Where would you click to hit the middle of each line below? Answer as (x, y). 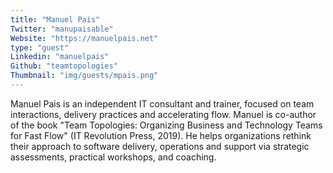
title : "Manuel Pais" (55, 19)
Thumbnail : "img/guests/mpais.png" (84, 76)
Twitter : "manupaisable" (62, 29)
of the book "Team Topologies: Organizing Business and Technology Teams (166, 125)
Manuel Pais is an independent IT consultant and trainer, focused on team (162, 103)
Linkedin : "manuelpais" (60, 57)
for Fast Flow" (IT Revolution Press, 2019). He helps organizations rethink (161, 135)
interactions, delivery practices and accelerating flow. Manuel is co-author (163, 114)
